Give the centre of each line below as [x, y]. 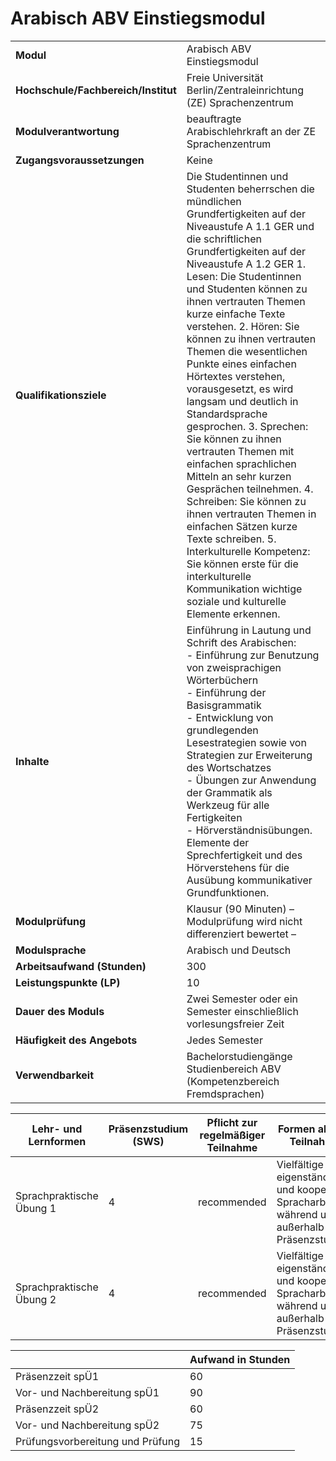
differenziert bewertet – [241, 934]
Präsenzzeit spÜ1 [57, 1376]
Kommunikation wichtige [244, 589]
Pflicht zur [232, 1122]
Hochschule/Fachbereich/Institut [96, 90]
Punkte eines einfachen [241, 364]
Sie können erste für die [242, 564]
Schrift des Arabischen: [241, 642]
